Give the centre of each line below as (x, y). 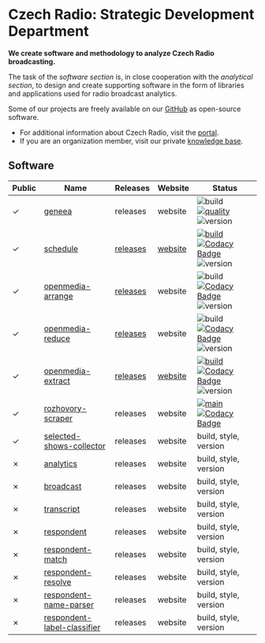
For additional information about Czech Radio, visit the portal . (119, 133)
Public (24, 188)
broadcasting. (32, 62)
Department (49, 31)
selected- (62, 436)
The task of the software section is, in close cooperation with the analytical (131, 77)
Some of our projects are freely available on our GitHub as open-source (125, 109)
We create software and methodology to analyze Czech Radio (111, 53)
